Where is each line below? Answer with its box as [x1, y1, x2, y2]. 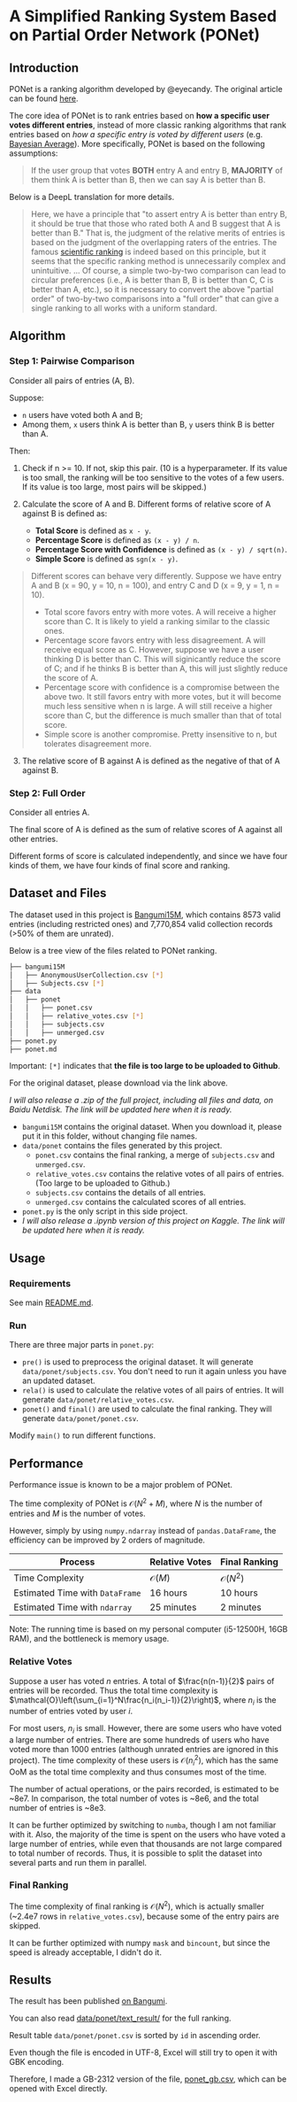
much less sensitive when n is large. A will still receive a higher [43, 700, 273, 711]
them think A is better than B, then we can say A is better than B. [30, 174, 266, 185]
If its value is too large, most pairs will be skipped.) [21, 481, 208, 492]
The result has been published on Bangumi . [9, 1996, 168, 2006]
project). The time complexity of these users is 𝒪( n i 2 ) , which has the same [9, 1753, 278, 1767]
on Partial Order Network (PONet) [9, 25, 261, 45]
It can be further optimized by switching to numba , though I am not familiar [9, 1820, 277, 1830]
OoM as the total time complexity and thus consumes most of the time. [9, 1766, 267, 1777]
